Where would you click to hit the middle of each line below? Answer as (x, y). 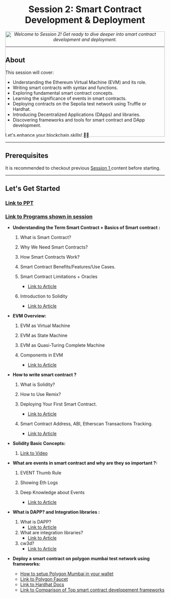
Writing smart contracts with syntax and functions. (65, 88)
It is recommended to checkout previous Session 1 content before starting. (83, 168)
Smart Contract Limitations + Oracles (59, 276)
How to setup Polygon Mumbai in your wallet (67, 574)
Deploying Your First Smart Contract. (58, 404)
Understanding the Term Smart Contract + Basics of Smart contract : (86, 228)
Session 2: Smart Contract (85, 9)
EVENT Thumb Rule (41, 473)
